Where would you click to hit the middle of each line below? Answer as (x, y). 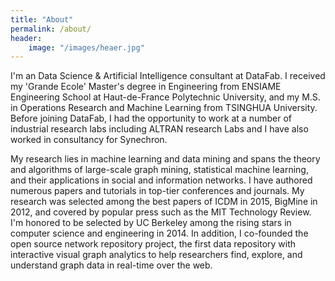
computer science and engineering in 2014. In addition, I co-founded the (159, 233)
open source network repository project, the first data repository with (153, 244)
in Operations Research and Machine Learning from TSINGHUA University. (164, 108)
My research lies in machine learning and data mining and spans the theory (165, 159)
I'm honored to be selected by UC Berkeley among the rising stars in (151, 223)
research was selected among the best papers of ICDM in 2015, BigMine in (164, 202)
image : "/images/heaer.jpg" (86, 47)
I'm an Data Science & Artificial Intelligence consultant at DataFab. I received (168, 76)
